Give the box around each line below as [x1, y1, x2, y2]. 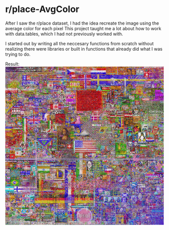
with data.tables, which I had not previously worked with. [5, 31, 123, 37]
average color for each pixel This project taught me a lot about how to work [5, 25, 161, 31]
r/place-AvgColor [5, 4, 79, 15]
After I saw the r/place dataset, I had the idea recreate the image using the [5, 20, 159, 26]
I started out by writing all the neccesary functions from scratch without [5, 40, 154, 46]
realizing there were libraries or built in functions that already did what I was [5, 46, 162, 52]
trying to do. [5, 51, 31, 57]
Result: [5, 61, 20, 67]
